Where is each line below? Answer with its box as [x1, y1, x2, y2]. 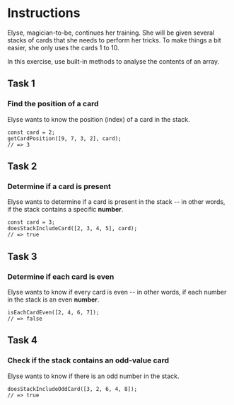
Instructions [7, 5, 81, 21]
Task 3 [7, 250, 37, 263]
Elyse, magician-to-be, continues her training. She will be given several [7, 28, 215, 37]
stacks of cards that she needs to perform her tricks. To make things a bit [7, 35, 221, 44]
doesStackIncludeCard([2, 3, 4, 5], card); [7, 225, 138, 232]
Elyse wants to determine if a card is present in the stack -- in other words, [7, 198, 226, 206]
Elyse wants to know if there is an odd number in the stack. [7, 372, 180, 380]
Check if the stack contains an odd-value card [7, 355, 170, 365]
